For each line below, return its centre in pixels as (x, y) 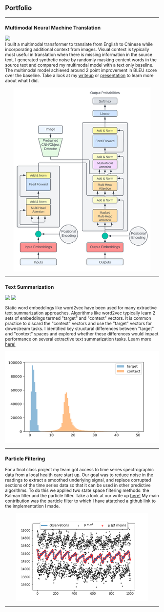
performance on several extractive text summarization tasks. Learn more (78, 339)
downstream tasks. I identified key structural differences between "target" (80, 329)
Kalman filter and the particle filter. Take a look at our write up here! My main (82, 495)
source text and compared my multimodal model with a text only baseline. (79, 65)
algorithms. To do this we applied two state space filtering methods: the (77, 490)
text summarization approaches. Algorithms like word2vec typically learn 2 (80, 313)
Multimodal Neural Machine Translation (53, 27)
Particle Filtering (25, 459)
